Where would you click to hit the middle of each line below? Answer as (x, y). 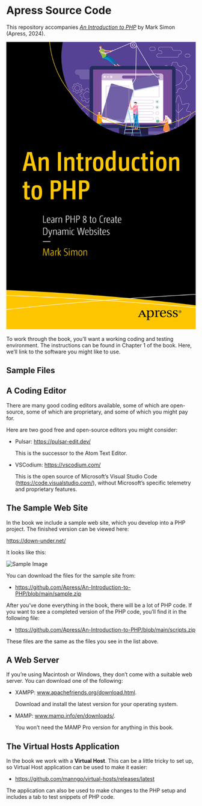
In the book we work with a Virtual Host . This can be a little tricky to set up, (100, 761)
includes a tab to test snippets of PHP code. (61, 797)
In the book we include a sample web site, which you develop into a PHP (96, 522)
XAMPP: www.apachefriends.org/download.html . (76, 692)
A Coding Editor (36, 391)
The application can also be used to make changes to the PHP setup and (96, 790)
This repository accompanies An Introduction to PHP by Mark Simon (91, 27)
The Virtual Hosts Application (63, 746)
